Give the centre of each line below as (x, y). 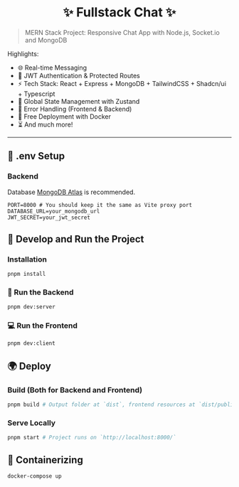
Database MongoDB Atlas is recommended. (71, 192)
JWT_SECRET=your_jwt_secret (49, 218)
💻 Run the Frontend (43, 326)
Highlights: (23, 53)
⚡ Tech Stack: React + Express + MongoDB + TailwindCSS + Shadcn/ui (122, 83)
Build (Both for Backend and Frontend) (75, 390)
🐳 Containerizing (45, 460)
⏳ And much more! (45, 124)
